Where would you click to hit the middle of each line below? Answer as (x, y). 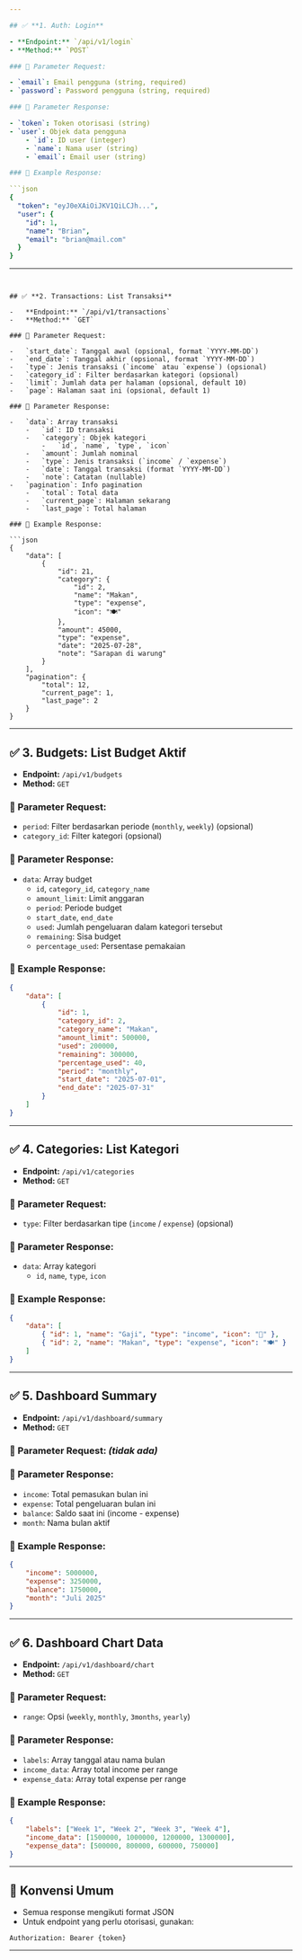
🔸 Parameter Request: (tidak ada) (84, 1450)
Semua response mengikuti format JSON (98, 1912)
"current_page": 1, (78, 693)
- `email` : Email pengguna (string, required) (98, 83)
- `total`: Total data (72, 493)
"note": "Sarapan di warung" (112, 654)
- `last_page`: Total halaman (86, 509)
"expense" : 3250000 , (64, 1581)
